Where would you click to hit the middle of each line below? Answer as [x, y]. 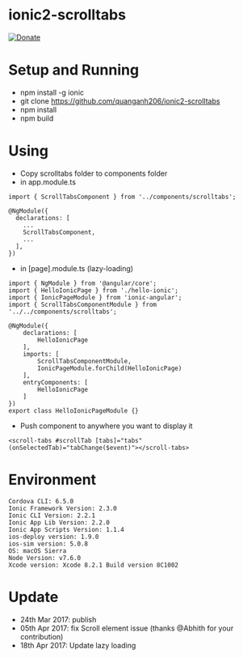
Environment [52, 480]
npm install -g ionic [52, 92]
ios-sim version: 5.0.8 [48, 544]
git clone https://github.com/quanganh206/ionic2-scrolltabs [120, 101]
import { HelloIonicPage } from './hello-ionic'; [94, 290]
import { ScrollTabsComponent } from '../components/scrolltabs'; [122, 197]
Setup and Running [74, 70]
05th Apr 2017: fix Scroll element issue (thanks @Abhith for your [127, 628]
